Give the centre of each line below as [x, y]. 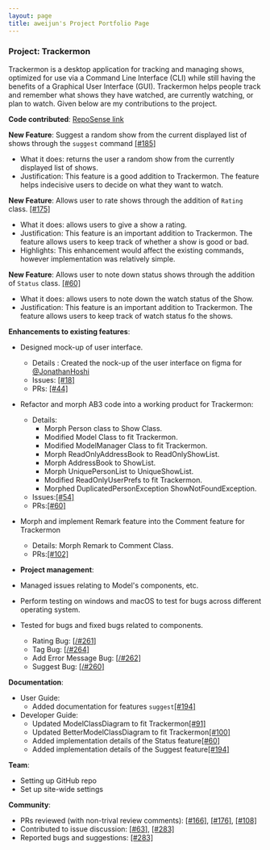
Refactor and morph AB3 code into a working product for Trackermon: [137, 404]
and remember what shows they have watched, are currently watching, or [131, 94]
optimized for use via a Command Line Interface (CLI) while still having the [132, 77]
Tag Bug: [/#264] [61, 649]
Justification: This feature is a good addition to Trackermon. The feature [139, 176]
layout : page [30, 16]
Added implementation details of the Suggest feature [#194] [131, 749]
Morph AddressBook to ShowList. [100, 463]
